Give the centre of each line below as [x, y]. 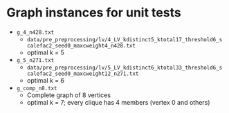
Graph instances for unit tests [94, 13]
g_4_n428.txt [35, 32]
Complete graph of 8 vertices [69, 95]
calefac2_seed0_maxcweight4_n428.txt [81, 45]
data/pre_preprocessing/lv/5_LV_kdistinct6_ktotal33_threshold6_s [125, 68]
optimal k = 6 [46, 80]
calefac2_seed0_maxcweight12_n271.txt [83, 74]
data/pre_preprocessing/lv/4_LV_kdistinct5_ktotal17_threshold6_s [125, 39]
